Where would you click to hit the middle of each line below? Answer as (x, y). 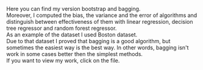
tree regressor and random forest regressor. (62, 28)
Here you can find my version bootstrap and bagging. (73, 9)
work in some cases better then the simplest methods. (75, 54)
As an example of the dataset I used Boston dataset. (72, 35)
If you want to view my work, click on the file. (63, 61)
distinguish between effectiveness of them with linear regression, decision (100, 22)
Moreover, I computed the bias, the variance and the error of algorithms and (102, 15)
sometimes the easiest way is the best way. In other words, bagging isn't (98, 47)
